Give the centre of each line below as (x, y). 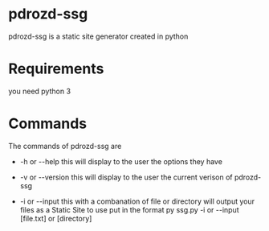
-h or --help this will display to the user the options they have (121, 161)
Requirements (56, 69)
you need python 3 (39, 91)
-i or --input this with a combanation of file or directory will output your (137, 201)
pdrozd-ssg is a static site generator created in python (98, 36)
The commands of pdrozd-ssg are (65, 146)
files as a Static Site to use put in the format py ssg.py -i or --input (129, 209)
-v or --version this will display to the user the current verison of (126, 177)
